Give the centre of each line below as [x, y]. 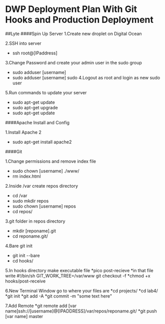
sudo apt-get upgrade [35, 107]
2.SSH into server [23, 43]
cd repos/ [22, 211]
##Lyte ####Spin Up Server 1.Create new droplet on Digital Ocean [73, 33]
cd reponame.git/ [30, 236]
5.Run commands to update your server [46, 92]
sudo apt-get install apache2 [42, 142]
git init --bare [26, 255]
